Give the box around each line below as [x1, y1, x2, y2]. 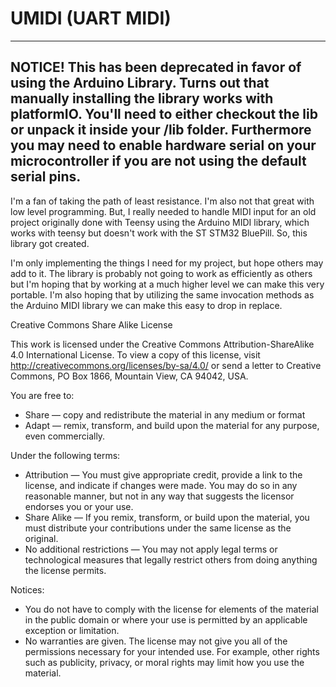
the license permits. [24, 564, 107, 576]
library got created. [10, 237, 90, 249]
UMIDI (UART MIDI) [10, 7, 172, 30]
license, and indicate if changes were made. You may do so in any [24, 479, 298, 491]
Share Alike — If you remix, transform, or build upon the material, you [24, 511, 310, 523]
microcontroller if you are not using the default [10, 153, 307, 170]
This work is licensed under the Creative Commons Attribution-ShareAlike [10, 338, 315, 350]
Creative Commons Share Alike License [10, 318, 173, 331]
